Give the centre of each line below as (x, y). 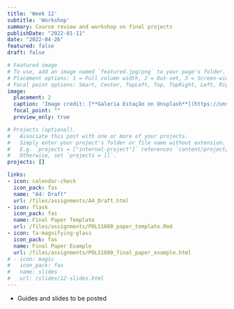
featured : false (31, 46)
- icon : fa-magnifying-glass (49, 233)
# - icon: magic (31, 259)
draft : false (26, 53)
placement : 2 (32, 98)
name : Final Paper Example (53, 246)
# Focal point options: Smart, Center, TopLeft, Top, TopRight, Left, (112, 84)
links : (17, 175)
